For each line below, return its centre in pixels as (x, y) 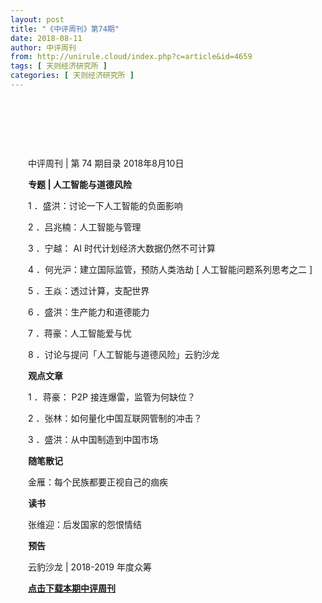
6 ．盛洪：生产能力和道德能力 (89, 312)
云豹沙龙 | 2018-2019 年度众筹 (90, 567)
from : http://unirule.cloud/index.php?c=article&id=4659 (131, 57)
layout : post (37, 19)
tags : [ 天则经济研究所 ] (59, 66)
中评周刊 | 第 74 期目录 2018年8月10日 (106, 163)
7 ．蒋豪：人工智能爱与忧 (80, 333)
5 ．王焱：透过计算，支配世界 (89, 290)
